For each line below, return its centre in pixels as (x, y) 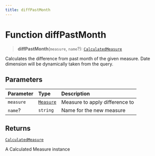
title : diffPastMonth (28, 10)
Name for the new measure (93, 110)
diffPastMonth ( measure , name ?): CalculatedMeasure (70, 49)
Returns (18, 128)
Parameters (24, 79)
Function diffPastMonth (56, 34)
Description (75, 94)
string (46, 110)
